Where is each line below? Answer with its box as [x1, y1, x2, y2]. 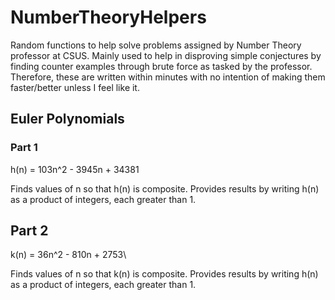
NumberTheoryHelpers [10, 6, 207, 29]
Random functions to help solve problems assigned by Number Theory [10, 39, 302, 51]
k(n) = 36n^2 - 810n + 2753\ [10, 249, 127, 261]
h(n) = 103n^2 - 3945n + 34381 [10, 163, 140, 175]
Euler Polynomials [10, 111, 125, 128]
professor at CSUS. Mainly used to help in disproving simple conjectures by [10, 49, 322, 61]
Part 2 [10, 222, 49, 240]
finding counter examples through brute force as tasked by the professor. [10, 60, 313, 72]
